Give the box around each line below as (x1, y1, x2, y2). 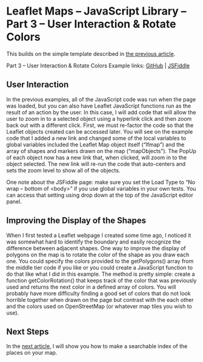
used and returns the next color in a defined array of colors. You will (6, 283, 176, 290)
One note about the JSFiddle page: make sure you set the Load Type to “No (6, 178, 196, 186)
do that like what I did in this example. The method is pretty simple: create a (6, 270, 195, 278)
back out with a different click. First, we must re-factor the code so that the (6, 121, 194, 129)
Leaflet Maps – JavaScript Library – (6, 4, 187, 18)
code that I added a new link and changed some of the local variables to (6, 134, 187, 142)
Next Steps (6, 326, 49, 336)
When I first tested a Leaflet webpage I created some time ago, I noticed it (6, 231, 191, 239)
